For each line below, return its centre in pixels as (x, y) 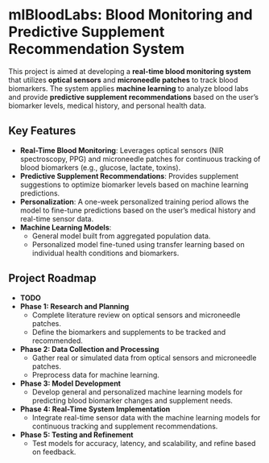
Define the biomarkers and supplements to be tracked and (129, 332)
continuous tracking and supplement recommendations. (125, 426)
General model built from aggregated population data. (121, 236)
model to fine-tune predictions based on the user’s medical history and (138, 210)
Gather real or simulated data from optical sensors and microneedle (144, 358)
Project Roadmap (52, 278)
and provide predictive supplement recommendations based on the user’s (134, 97)
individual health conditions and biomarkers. (106, 253)
